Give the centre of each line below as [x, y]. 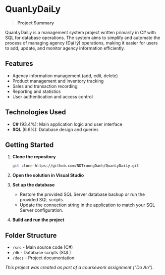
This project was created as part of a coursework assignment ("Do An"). [80, 268]
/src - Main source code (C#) [43, 247]
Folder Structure [31, 235]
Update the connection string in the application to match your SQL [87, 205]
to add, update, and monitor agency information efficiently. [65, 48]
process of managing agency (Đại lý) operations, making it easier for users [82, 43]
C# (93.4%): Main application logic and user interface [67, 124]
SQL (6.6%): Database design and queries [55, 129]
